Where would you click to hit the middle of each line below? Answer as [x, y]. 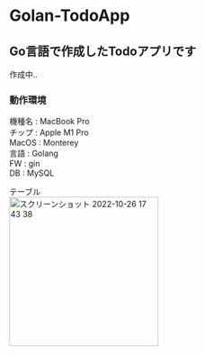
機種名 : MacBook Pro [49, 122]
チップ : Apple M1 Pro [49, 132]
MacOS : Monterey [44, 143]
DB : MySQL [32, 173]
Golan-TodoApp [70, 16]
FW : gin [25, 164]
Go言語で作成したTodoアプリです [103, 51]
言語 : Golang [34, 153]
